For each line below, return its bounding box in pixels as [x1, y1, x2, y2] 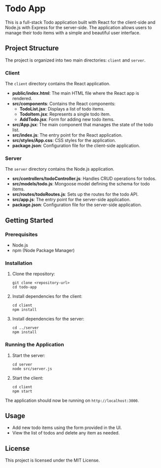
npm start [12, 389, 33, 394]
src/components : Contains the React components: [12, 101, 116, 107]
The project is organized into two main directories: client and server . [5, 57, 146, 63]
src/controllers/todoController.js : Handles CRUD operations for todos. [12, 176, 157, 181]
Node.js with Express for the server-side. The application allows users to [5, 24, 152, 30]
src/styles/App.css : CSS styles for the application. [12, 138, 116, 144]
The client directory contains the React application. [5, 81, 110, 87]
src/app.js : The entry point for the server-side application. [12, 197, 131, 203]
